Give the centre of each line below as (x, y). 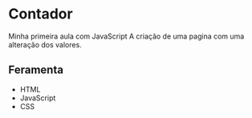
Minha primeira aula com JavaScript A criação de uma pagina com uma (126, 36)
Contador (41, 14)
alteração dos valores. (45, 44)
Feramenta (36, 70)
